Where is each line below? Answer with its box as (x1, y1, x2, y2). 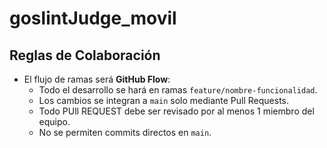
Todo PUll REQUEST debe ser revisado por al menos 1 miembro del (38, 105, 315, 117)
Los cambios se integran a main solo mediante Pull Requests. (38, 95, 289, 106)
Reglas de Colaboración (9, 47, 161, 64)
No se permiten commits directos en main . (38, 127, 212, 138)
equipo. (38, 116, 71, 127)
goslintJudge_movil (9, 7, 177, 30)
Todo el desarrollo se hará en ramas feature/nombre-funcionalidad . (38, 84, 318, 96)
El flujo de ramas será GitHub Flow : (23, 73, 171, 85)
